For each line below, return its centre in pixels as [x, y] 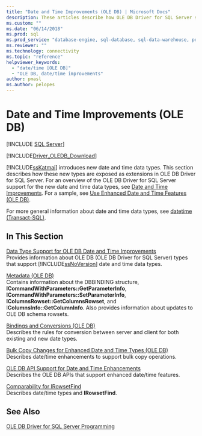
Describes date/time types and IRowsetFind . [62, 393]
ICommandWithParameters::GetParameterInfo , [66, 288]
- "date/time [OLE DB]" [41, 68]
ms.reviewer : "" [26, 46]
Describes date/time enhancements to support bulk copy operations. [92, 356]
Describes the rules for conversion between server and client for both [93, 332]
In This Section [35, 237]
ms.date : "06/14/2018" [35, 29]
